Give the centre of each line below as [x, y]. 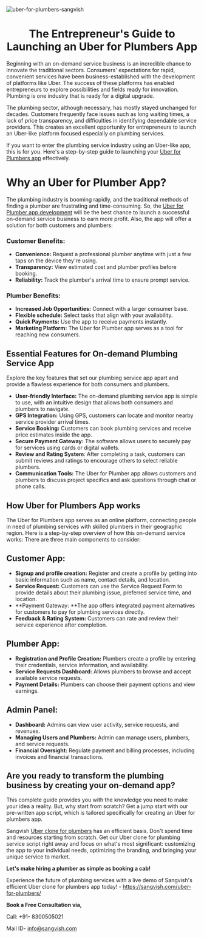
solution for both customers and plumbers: [60, 225]
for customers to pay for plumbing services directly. [80, 612]
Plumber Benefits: [33, 296]
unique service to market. [38, 857]
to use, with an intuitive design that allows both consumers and [94, 403]
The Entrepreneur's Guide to [102, 34]
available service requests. [49, 678]
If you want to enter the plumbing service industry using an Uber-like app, [99, 145]
